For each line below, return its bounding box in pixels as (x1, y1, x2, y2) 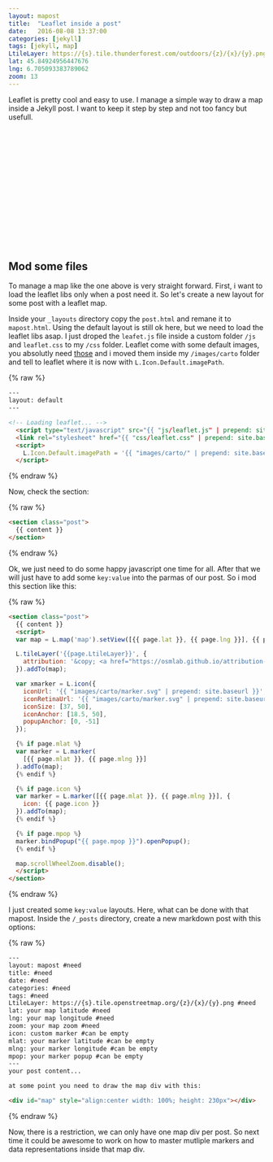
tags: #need (8, 991, 49, 1000)
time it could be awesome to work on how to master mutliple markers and (8, 1135, 254, 1145)
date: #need (8, 977, 49, 985)
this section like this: (8, 581, 77, 590)
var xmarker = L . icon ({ (15, 680, 96, 688)
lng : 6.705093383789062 (8, 65, 89, 73)
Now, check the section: (8, 487, 89, 497)
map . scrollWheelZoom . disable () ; (15, 860, 126, 868)
